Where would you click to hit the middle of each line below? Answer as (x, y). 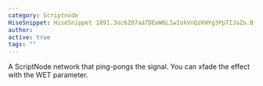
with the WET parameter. (48, 75)
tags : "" (22, 45)
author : (21, 30)
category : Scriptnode (43, 15)
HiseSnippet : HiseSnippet (50, 23)
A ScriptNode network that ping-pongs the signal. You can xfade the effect (129, 66)
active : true (29, 37)
